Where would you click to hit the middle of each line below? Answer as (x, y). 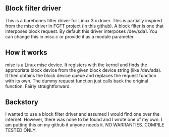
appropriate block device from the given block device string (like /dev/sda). (83, 70)
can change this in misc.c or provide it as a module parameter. (70, 36)
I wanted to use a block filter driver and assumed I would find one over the (82, 114)
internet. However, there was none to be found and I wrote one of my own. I (84, 120)
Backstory (22, 102)
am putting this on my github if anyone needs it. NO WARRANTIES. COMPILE (85, 125)
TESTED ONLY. (21, 130)
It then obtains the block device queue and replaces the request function (81, 75)
